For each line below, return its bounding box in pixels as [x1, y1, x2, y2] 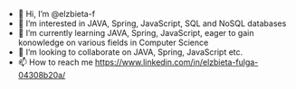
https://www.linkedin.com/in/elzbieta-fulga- [94, 57, 259, 67]
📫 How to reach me [17, 57, 93, 67]
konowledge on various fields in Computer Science [17, 37, 209, 48]
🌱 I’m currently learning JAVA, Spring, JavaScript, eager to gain [17, 28, 254, 38]
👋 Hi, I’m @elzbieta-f [17, 9, 96, 19]
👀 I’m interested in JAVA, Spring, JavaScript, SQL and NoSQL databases [17, 18, 287, 29]
